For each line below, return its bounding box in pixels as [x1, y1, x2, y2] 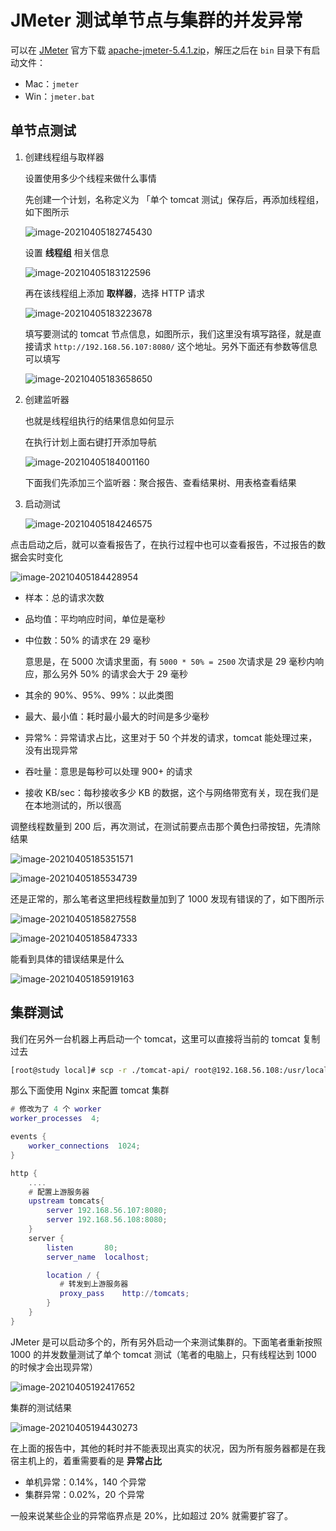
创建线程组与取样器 [24, 151, 105, 163]
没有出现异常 [24, 744, 78, 756]
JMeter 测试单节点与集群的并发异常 [10, 9, 303, 32]
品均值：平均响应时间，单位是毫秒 [24, 612, 166, 625]
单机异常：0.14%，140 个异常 [24, 1476, 147, 1488]
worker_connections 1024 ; [28, 1141, 141, 1151]
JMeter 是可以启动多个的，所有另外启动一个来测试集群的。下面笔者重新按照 [10, 1336, 323, 1348]
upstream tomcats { [28, 1196, 105, 1206]
